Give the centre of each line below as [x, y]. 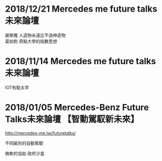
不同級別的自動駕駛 [24, 143]
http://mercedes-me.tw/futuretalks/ [40, 133]
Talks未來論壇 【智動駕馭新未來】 [72, 119]
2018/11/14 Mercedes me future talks [81, 61]
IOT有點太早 [17, 87]
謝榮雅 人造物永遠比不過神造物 [35, 35]
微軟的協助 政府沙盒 [25, 153]
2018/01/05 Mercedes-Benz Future [77, 107]
